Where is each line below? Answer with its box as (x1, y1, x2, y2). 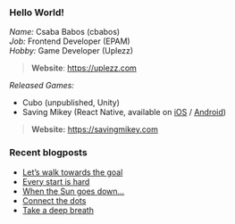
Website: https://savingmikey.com (30, 124, 158, 135)
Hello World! (9, 6, 65, 19)
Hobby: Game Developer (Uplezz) (9, 46, 134, 56)
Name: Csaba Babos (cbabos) (9, 27, 121, 37)
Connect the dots (21, 195, 87, 206)
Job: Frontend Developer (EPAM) (9, 36, 131, 46)
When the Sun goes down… (21, 186, 125, 196)
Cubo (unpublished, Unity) (21, 97, 121, 108)
